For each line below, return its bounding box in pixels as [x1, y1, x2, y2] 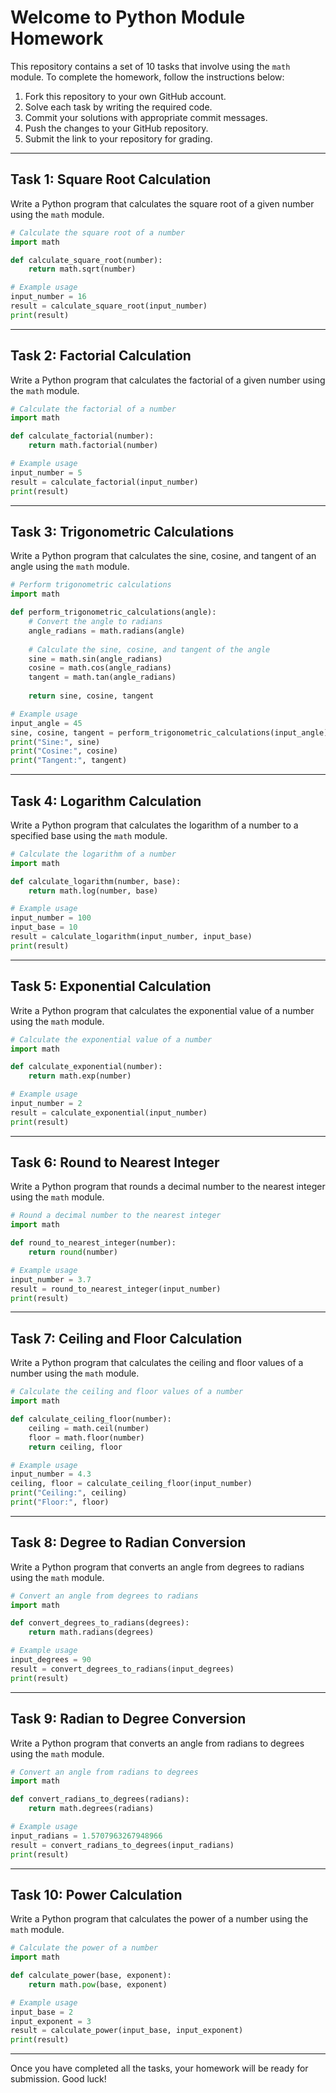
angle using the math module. [10, 561, 130, 573]
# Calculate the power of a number [10, 1943, 159, 1953]
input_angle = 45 [10, 718, 83, 728]
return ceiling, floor [28, 1442, 123, 1452]
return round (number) [28, 1247, 118, 1258]
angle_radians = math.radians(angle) [28, 626, 186, 636]
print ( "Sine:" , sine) [10, 737, 101, 747]
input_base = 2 [10, 2007, 74, 2017]
